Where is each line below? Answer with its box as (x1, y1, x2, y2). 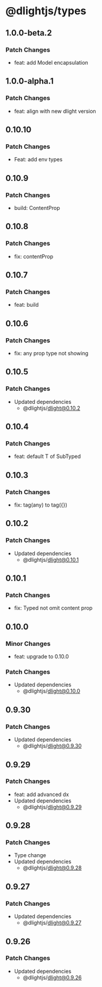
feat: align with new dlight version (14, 107, 97, 114)
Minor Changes (5, 639, 51, 648)
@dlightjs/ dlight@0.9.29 (22, 803, 82, 810)
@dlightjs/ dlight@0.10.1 (22, 556, 79, 563)
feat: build (14, 301, 39, 308)
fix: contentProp (14, 253, 54, 260)
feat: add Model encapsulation (14, 59, 88, 66)
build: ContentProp (14, 204, 60, 211)
